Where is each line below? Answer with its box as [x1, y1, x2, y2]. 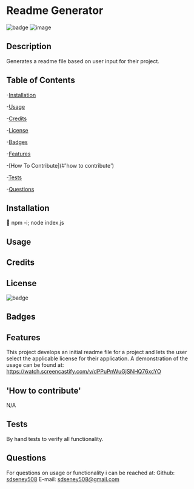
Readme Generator [6, 4, 104, 18]
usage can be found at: [6, 361, 64, 369]
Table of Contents [6, 75, 76, 86]
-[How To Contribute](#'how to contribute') [6, 162, 114, 169]
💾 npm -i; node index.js [6, 219, 65, 227]
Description [6, 41, 52, 52]
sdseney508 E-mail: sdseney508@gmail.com [6, 475, 120, 483]
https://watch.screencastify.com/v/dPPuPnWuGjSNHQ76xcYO [6, 368, 162, 375]
